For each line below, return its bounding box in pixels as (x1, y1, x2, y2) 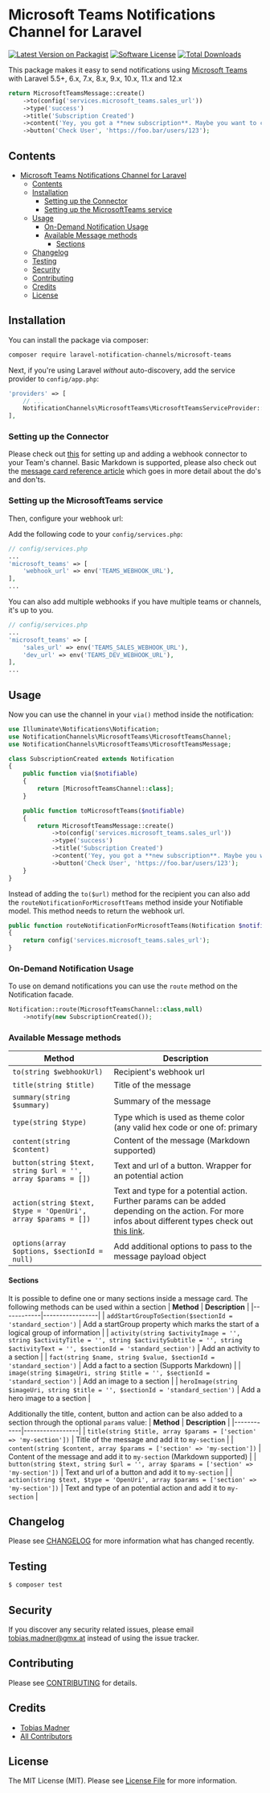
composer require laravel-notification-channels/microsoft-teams (8, 351, 231, 359)
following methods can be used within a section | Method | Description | (8, 1302, 250, 1312)
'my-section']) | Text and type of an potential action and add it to (8, 1483, 227, 1492)
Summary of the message (113, 1096, 211, 1107)
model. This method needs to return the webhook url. (8, 905, 185, 916)
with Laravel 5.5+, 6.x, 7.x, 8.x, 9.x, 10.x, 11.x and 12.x (8, 73, 182, 83)
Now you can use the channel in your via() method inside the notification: (8, 709, 255, 719)
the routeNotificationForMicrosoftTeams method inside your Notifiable (8, 897, 243, 907)
